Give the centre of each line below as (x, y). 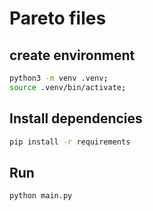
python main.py (41, 196)
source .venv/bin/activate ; (68, 87)
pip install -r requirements (70, 142)
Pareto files (58, 18)
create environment (72, 55)
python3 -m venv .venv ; (59, 78)
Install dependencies (76, 118)
